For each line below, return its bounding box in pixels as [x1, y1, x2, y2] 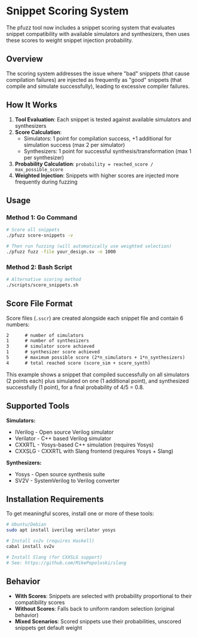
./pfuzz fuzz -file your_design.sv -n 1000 [6, 249, 116, 255]
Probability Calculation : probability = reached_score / [14, 160, 154, 167]
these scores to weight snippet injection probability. [6, 36, 133, 44]
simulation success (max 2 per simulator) [23, 141, 125, 148]
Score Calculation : [14, 128, 62, 136]
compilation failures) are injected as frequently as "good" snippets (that [6, 76, 182, 83]
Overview [6, 54, 44, 64]
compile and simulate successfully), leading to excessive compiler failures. [6, 82, 190, 90]
